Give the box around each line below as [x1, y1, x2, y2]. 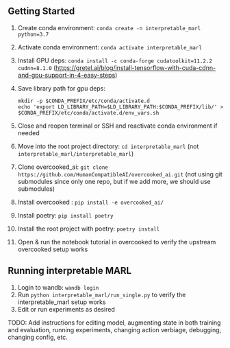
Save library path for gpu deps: [17, 84, 105, 92]
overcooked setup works [17, 245, 88, 253]
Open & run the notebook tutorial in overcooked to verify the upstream [17, 237, 216, 246]
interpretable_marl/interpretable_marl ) [17, 149, 134, 157]
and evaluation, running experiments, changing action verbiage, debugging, [8, 325, 222, 334]
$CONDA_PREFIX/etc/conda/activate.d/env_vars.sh [17, 109, 159, 116]
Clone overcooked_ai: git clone [17, 163, 109, 171]
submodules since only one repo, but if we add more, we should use [17, 177, 211, 185]
